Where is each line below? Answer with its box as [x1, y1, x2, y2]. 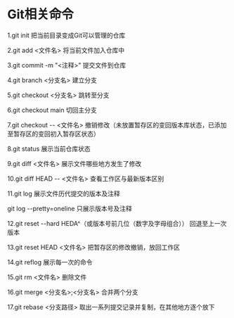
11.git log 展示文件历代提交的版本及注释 [7, 189, 121, 198]
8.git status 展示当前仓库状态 [7, 144, 91, 153]
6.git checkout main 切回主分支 [7, 106, 97, 114]
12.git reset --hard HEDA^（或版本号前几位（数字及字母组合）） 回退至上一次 [7, 219, 227, 227]
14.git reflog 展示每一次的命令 [7, 257, 93, 266]
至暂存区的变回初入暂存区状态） [7, 129, 100, 138]
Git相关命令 [7, 6, 74, 23]
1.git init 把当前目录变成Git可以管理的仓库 [7, 31, 126, 39]
